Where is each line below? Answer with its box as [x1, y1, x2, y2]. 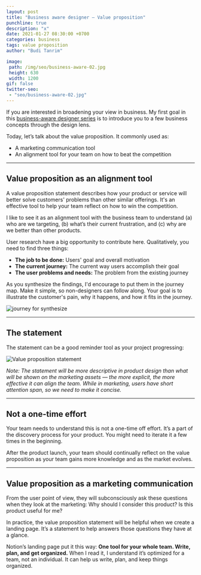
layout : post [6, 8, 39, 15]
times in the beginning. [6, 438, 63, 445]
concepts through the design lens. [6, 121, 91, 128]
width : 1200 [8, 75, 39, 81]
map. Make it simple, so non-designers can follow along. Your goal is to [6, 287, 182, 294]
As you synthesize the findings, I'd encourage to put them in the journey [6, 280, 184, 287]
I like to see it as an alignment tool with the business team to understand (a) [6, 214, 193, 221]
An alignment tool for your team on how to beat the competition [14, 150, 172, 158]
